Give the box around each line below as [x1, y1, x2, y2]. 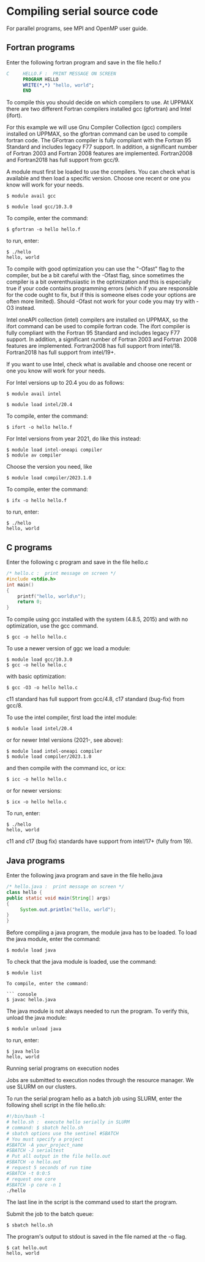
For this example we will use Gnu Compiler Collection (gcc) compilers [6, 124, 182, 131]
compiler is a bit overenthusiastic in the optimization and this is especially [6, 278, 192, 286]
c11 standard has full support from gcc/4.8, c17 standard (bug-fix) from [6, 695, 185, 703]
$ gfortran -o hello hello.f [6, 226, 81, 233]
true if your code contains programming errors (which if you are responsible [6, 285, 198, 292]
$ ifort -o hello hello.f [6, 425, 72, 431]
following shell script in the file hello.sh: [6, 1101, 106, 1109]
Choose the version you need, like [6, 463, 92, 471]
